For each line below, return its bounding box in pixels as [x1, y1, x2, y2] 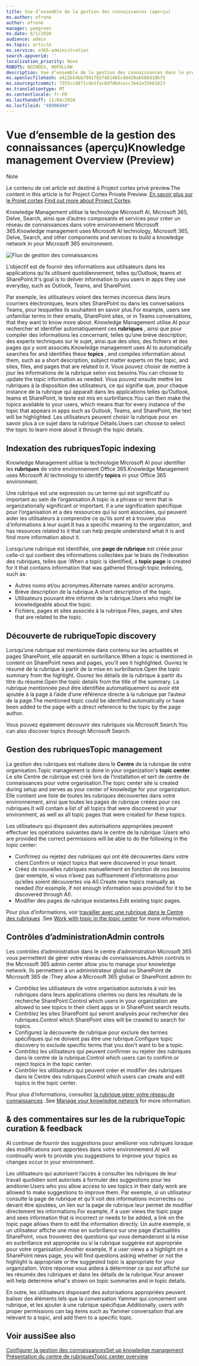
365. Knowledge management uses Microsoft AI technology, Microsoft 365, [6, 227, 190, 235]
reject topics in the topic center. [14, 1060, 92, 1067]
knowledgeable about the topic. [14, 601, 92, 608]
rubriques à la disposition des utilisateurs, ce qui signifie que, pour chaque [6, 382, 188, 389]
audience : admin [6, 36, 46, 42]
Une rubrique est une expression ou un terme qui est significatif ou [6, 489, 170, 497]
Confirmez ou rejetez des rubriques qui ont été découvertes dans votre [14, 853, 188, 860]
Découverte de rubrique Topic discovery [6, 631, 157, 641]
